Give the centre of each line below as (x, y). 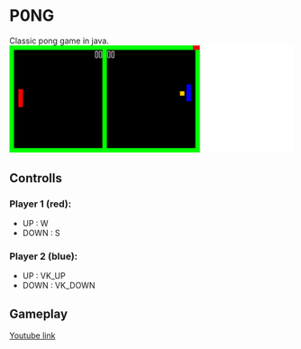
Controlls (36, 178)
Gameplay (39, 313)
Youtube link (32, 335)
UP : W (35, 224)
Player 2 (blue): (44, 256)
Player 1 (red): (41, 204)
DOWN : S (41, 233)
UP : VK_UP (44, 276)
